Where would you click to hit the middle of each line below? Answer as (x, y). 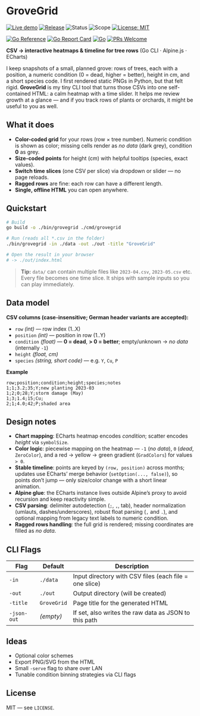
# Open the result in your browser (50, 255)
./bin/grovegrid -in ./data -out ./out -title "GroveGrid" (81, 244)
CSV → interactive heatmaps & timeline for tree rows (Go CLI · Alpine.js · (97, 50)
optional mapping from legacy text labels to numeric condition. (91, 518)
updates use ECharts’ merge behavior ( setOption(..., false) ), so (96, 474)
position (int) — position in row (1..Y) (60, 335)
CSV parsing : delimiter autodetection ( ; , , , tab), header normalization (100, 505)
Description (132, 566)
